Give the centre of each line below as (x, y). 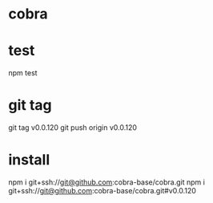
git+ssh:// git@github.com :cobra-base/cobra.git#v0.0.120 (102, 191)
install (29, 160)
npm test (23, 73)
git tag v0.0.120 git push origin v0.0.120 (73, 128)
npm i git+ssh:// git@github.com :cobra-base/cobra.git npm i (107, 182)
